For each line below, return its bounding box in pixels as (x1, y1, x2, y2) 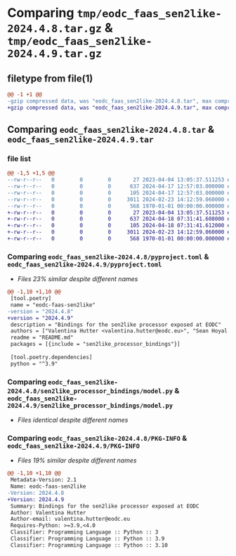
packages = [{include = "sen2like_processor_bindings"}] (10, 341, 181, 348)
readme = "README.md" (10, 334, 74, 342)
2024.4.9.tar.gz (7, 47, 102, 60)
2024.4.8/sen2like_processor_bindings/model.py (7, 387, 173, 395)
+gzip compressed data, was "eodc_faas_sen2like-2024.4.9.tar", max (7, 104, 212, 111)
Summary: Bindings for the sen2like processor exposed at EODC (10, 503, 199, 510)
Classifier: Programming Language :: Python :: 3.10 (10, 541, 169, 549)
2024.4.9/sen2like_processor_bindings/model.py (7, 401, 173, 409)
